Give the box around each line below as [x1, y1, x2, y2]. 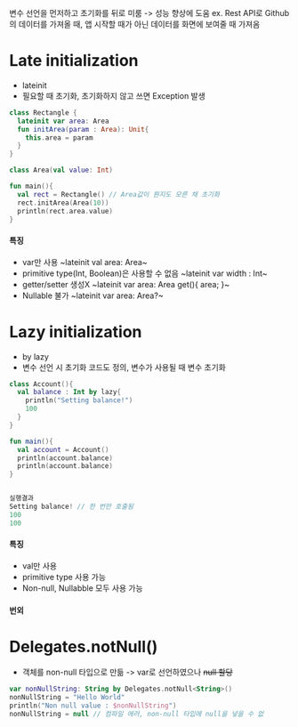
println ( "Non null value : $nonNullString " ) [9, 701, 177, 710]
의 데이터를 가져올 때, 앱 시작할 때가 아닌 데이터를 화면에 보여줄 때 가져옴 [9, 19, 261, 29]
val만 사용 [21, 560, 58, 571]
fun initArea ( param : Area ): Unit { [17, 125, 149, 133]
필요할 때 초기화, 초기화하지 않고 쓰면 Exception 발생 [21, 90, 206, 101]
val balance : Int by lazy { [17, 388, 122, 397]
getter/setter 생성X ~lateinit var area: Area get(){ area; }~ [21, 279, 230, 289]
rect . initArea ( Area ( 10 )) [17, 198, 109, 207]
